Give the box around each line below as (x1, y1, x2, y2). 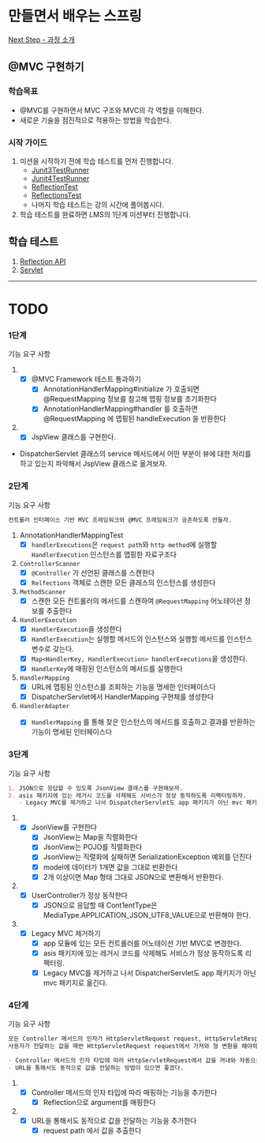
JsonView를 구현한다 (31, 823, 97, 832)
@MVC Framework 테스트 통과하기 (31, 375, 142, 384)
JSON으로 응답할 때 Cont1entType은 (43, 900, 158, 910)
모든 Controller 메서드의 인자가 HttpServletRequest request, (8, 1035, 202, 1043)
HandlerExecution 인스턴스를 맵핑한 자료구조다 (31, 549, 177, 559)
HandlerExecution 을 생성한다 (31, 624, 122, 633)
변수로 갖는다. (31, 644, 74, 654)
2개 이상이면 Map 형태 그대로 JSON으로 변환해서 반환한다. (43, 872, 224, 881)
